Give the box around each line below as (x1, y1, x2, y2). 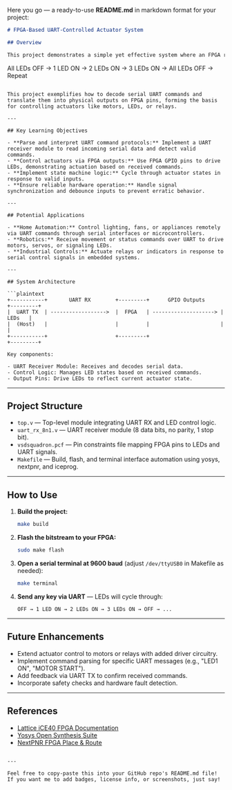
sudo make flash (17, 547, 64, 554)
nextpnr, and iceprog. (17, 462, 79, 471)
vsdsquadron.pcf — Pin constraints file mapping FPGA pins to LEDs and (17, 440, 220, 449)
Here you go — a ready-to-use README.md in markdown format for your (7, 6, 216, 14)
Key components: (7, 350, 54, 358)
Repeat (7, 71, 28, 79)
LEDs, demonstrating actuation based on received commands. (7, 163, 184, 170)
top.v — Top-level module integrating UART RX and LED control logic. (17, 418, 217, 427)
